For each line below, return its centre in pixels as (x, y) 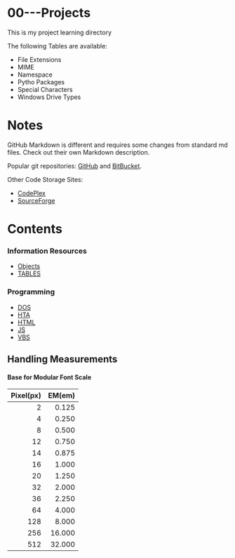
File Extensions (39, 59)
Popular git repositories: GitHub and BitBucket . (75, 166)
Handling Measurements (62, 359)
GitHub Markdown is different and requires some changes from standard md (117, 145)
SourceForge (36, 200)
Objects (29, 266)
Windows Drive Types (49, 97)
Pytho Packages (41, 82)
